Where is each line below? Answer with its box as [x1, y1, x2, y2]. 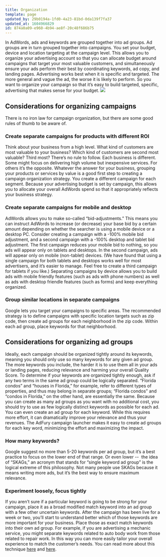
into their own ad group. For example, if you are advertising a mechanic [5, 525, 151, 531]
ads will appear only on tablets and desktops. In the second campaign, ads [5, 247, 158, 253]
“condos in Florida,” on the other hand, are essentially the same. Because [5, 393, 155, 399]
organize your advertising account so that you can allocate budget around [5, 55, 157, 61]
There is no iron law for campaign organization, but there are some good [5, 115, 154, 121]
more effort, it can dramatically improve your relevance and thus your [5, 414, 147, 420]
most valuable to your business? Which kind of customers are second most [5, 150, 159, 156]
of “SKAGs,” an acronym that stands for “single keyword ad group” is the [5, 459, 154, 465]
